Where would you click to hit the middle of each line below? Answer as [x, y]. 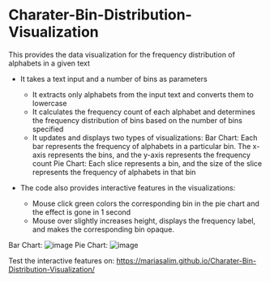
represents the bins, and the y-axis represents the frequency [149, 155]
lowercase [49, 103]
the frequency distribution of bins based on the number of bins [137, 120]
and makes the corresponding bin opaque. [103, 229]
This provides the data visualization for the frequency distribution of [122, 54]
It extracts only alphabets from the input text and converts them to [143, 94]
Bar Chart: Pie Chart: [58, 245]
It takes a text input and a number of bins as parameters [114, 79]
